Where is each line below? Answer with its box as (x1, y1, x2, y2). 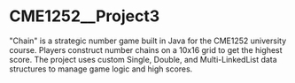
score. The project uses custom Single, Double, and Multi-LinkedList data (9, 54, 277, 64)
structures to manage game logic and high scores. (9, 64, 193, 74)
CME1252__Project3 (9, 6, 160, 26)
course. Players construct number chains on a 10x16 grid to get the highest (9, 44, 283, 55)
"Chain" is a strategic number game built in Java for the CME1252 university (9, 35, 287, 46)
